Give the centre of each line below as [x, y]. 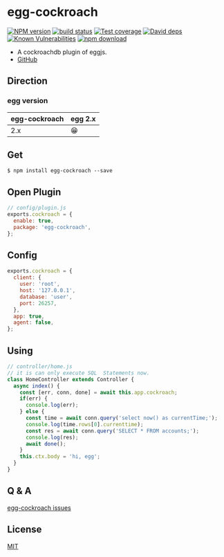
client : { [27, 277]
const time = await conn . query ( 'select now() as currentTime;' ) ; [121, 418]
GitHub [27, 59]
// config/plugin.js [37, 208]
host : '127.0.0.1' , [48, 291]
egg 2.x [83, 118]
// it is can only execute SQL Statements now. [78, 373]
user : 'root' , [40, 284]
